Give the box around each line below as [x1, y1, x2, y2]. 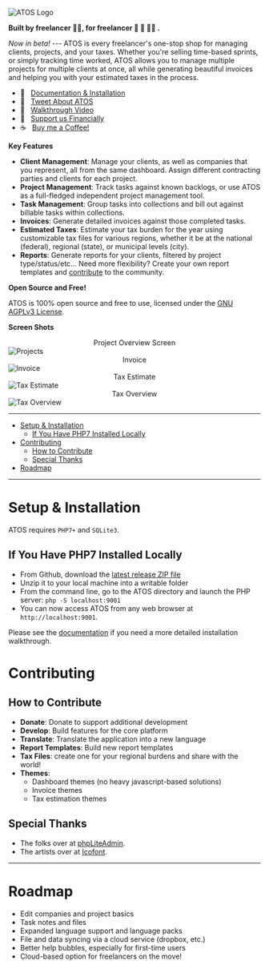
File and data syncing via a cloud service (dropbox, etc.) [19, 934, 206, 944]
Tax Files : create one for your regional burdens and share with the [19, 751, 239, 761]
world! [19, 759, 42, 769]
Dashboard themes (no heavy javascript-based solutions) [31, 777, 222, 786]
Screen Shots [8, 323, 54, 332]
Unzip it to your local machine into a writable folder [19, 577, 189, 588]
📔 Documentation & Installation [19, 88, 126, 98]
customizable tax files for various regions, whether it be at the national [19, 233, 253, 243]
